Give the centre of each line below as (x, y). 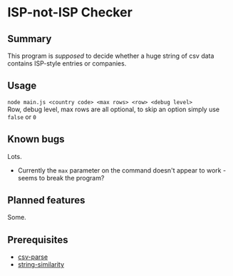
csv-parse (33, 257)
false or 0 (22, 117)
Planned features (46, 200)
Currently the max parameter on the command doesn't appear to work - (122, 170)
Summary (30, 39)
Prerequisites (38, 240)
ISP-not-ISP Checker (70, 12)
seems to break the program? (61, 178)
